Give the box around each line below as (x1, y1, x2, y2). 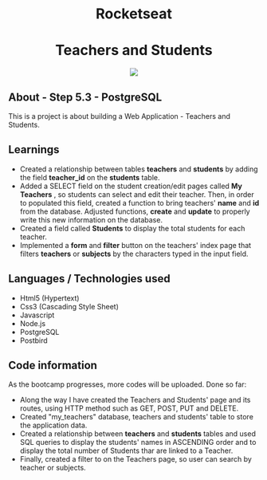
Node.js (19, 318, 46, 328)
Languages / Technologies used (8, 272, 171, 285)
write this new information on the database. (19, 214, 163, 224)
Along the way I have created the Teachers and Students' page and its (19, 395, 251, 405)
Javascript (19, 310, 55, 320)
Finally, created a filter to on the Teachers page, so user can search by (19, 454, 253, 464)
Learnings (8, 143, 60, 156)
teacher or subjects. (19, 463, 86, 473)
